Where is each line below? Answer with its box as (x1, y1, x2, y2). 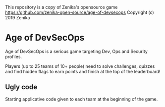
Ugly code (5, 83, 38, 91)
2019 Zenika (5, 15, 30, 20)
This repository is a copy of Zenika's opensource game (5, 4, 118, 10)
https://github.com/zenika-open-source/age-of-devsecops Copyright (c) (5, 9, 155, 15)
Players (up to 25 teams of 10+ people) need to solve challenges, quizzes (5, 63, 155, 69)
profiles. (5, 53, 22, 59)
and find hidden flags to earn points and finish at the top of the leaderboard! (5, 68, 161, 74)
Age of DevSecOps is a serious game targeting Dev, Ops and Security (5, 48, 148, 54)
